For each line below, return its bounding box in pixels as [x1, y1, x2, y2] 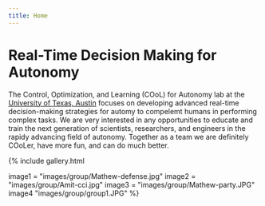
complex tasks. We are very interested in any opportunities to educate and [8, 115, 253, 125]
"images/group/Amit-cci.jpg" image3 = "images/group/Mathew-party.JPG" [8, 180, 255, 189]
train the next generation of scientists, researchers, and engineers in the [8, 123, 246, 133]
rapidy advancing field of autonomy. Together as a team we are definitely [8, 132, 249, 141]
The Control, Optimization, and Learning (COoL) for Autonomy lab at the [8, 89, 245, 99]
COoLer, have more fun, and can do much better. [8, 141, 169, 150]
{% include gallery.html [8, 156, 85, 165]
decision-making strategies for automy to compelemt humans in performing [8, 106, 258, 116]
